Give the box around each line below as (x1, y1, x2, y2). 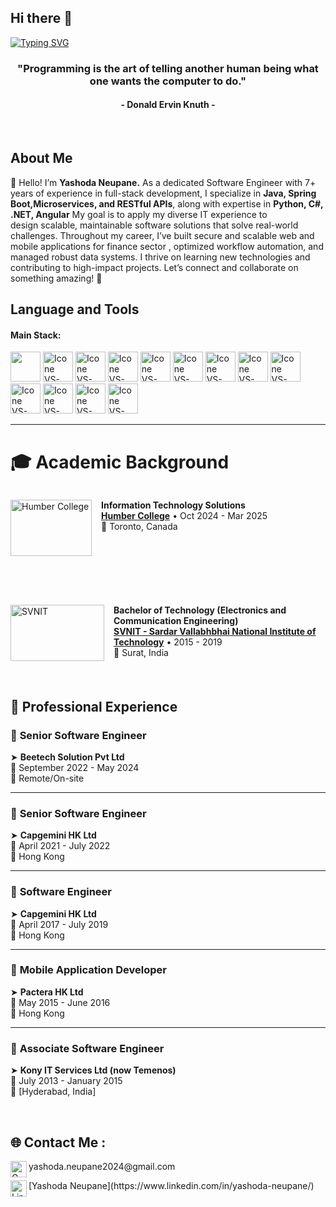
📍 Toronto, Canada (101, 521, 178, 533)
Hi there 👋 (10, 10, 73, 27)
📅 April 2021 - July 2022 (10, 840, 111, 852)
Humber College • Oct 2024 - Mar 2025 (101, 510, 268, 522)
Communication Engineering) (113, 615, 239, 627)
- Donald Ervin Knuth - (120, 99, 216, 111)
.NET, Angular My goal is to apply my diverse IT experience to (10, 208, 268, 220)
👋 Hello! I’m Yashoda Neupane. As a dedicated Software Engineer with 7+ (10, 176, 317, 188)
